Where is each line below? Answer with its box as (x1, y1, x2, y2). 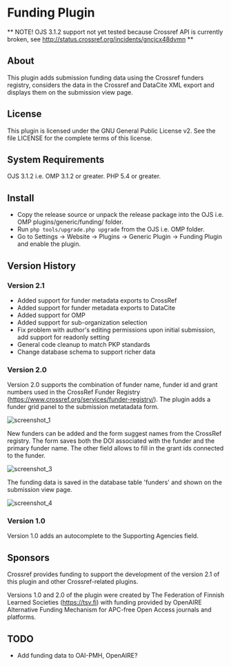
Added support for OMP (17, 311, 86, 319)
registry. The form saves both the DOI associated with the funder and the (7, 437, 215, 445)
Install (7, 192, 34, 204)
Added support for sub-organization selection (17, 318, 148, 326)
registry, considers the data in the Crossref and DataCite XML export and (7, 81, 215, 89)
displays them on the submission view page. (7, 88, 133, 96)
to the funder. (7, 451, 46, 460)
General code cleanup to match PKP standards (17, 340, 150, 348)
